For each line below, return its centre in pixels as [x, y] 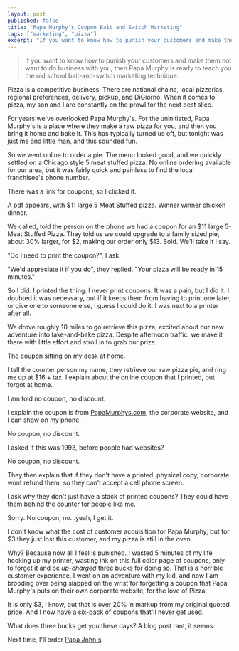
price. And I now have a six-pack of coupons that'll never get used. [106, 612]
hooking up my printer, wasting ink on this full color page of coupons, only [116, 561]
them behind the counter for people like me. [72, 504]
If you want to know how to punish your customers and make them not [128, 60]
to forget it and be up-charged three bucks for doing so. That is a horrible [115, 568]
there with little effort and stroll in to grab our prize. [82, 342]
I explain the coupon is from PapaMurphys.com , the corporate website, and [118, 413]
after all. [20, 313]
